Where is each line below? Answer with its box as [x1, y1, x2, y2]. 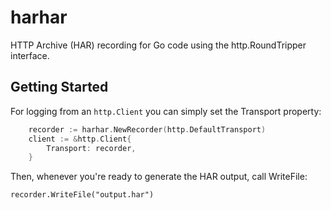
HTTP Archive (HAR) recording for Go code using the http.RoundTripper [10, 39, 307, 51]
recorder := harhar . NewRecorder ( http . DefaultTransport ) [28, 124, 267, 135]
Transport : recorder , [46, 143, 137, 153]
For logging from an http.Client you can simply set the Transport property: [10, 105, 322, 117]
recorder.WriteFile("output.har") [10, 190, 155, 200]
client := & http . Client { [28, 134, 132, 144]
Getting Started [10, 79, 109, 96]
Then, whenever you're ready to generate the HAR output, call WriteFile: [10, 171, 308, 183]
